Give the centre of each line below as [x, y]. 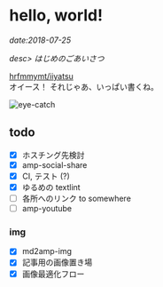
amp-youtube [47, 209]
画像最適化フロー [53, 274]
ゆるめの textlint [51, 187]
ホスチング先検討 [53, 155]
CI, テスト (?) [46, 176]
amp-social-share [54, 164]
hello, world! [56, 16]
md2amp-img [47, 251]
